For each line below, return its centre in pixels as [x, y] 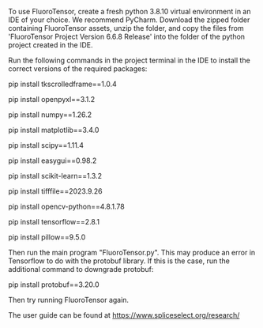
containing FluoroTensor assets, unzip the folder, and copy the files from [126, 28]
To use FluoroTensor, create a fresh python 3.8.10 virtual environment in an [130, 11]
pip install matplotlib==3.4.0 [54, 130]
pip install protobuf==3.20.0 [54, 285]
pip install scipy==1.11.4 [46, 145]
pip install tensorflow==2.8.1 [54, 222]
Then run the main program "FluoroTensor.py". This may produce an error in [132, 253]
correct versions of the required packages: [78, 69]
